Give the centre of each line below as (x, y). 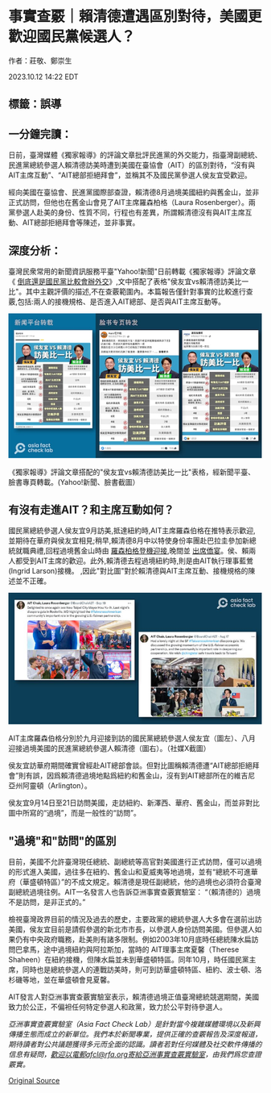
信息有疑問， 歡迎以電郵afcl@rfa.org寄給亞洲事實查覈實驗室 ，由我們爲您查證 (135, 1054)
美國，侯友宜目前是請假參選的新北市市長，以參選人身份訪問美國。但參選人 (131, 929)
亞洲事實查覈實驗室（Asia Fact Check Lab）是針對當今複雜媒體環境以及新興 (135, 1024)
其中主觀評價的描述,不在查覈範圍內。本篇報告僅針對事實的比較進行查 (139, 291)
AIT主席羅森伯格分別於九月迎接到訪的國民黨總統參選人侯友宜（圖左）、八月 (132, 738)
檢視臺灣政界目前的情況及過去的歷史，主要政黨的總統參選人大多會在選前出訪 (135, 920)
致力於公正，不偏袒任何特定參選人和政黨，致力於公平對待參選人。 (117, 1007)
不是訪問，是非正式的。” (47, 902)
